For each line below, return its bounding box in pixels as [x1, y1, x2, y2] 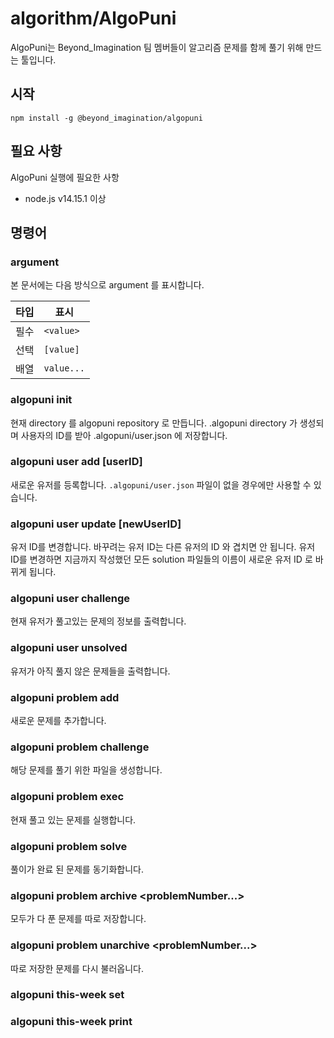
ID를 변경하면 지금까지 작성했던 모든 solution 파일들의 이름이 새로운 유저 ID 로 [10, 553, 313, 566]
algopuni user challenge [10, 592, 131, 606]
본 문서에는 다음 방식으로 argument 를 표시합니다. [10, 279, 205, 291]
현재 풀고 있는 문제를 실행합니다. [10, 813, 137, 826]
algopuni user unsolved [10, 641, 128, 655]
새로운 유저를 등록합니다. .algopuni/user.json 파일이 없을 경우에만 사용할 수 [10, 478, 312, 491]
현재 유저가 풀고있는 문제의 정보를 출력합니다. [10, 615, 187, 627]
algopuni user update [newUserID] [10, 517, 182, 531]
